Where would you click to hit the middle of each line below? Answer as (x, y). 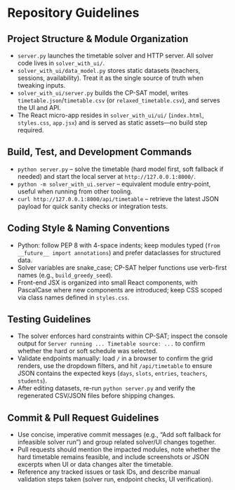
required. (31, 130)
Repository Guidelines (73, 13)
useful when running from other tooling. (75, 191)
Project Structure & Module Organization (98, 39)
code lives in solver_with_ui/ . (61, 63)
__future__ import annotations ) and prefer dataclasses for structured (119, 252)
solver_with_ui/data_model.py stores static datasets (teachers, (109, 70)
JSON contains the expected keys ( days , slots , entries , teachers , (112, 374)
